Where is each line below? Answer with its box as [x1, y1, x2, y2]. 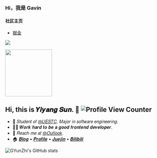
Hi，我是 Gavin [5, 4, 41, 11]
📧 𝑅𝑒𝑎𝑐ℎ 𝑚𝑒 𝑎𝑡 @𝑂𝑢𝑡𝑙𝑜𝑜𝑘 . [12, 130, 64, 136]
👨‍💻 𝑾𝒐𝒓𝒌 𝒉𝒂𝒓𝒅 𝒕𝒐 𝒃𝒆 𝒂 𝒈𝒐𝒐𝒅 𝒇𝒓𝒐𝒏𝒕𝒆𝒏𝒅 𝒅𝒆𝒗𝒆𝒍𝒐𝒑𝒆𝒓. [12, 124, 113, 130]
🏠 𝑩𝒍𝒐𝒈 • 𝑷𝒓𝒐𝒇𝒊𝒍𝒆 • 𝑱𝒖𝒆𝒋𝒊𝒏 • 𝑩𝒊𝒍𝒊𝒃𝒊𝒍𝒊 [12, 136, 84, 142]
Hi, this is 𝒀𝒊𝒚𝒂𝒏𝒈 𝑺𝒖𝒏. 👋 [5, 105, 80, 113]
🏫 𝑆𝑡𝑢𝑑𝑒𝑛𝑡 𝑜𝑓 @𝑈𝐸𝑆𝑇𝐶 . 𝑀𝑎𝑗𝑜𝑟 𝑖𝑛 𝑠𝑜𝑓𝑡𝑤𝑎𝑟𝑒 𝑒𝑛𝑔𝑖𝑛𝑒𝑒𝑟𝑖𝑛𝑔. [12, 118, 119, 124]
